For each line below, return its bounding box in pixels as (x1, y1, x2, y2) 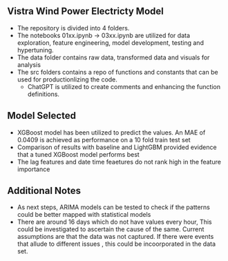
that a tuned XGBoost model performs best (17, 150, 140, 158)
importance (17, 165, 50, 173)
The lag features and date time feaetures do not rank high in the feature (17, 157, 221, 166)
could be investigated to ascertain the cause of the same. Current (17, 225, 205, 233)
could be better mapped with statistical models (17, 211, 151, 219)
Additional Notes (7, 185, 82, 197)
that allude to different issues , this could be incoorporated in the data (17, 240, 216, 248)
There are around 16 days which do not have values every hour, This (17, 217, 212, 226)
